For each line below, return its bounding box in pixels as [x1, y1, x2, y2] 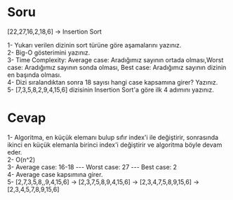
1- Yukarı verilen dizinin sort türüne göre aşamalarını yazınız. [7, 41, 182, 49]
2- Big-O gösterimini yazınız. [7, 48, 91, 57]
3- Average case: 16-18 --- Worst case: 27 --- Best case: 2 [7, 162, 178, 171]
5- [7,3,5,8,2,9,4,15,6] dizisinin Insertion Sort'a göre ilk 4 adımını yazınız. [7, 85, 214, 94]
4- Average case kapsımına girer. [7, 170, 103, 178]
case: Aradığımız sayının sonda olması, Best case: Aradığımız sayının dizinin [7, 63, 227, 71]
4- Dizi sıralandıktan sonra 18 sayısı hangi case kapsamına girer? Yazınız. [7, 78, 218, 86]
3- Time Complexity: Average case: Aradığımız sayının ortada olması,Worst [7, 55, 224, 64]
